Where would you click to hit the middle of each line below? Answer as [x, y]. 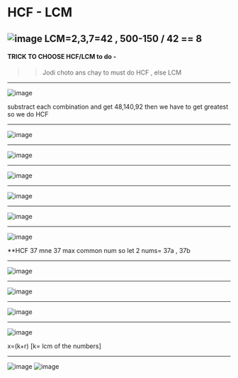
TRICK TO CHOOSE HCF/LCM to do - [62, 57]
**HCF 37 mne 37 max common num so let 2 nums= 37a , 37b [99, 250]
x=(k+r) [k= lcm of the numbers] [54, 346]
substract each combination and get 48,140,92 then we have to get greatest [118, 107]
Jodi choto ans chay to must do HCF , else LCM [112, 72]
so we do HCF [28, 114]
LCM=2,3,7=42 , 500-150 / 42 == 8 [123, 39]
